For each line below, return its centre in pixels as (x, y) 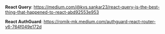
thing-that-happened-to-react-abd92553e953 (52, 12)
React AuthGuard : (24, 22)
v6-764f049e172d (23, 27)
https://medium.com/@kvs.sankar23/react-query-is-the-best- (97, 7)
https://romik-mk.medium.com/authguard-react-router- (100, 22)
